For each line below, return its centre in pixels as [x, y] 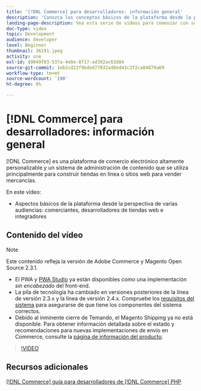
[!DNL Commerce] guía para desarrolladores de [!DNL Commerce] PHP [94, 381]
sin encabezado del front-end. [52, 285]
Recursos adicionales [47, 367]
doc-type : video [26, 28]
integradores [31, 216]
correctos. [28, 311]
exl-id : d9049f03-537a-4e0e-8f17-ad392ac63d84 [65, 62]
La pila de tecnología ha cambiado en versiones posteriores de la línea [102, 292]
